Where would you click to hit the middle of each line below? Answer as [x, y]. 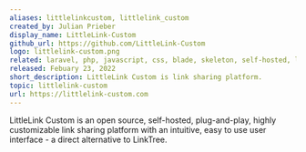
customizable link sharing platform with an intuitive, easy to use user [138, 129]
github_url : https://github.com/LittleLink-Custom [107, 43]
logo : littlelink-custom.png [65, 52]
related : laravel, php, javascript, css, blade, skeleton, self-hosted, [150, 60]
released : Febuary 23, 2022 [63, 69]
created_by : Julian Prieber [63, 26]
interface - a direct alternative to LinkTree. [88, 139]
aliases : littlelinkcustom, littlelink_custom [99, 18]
